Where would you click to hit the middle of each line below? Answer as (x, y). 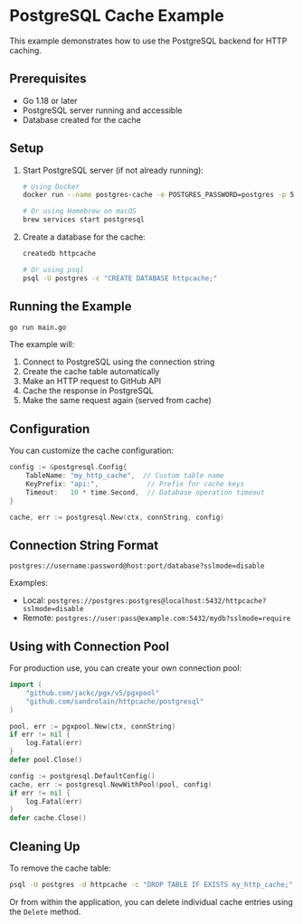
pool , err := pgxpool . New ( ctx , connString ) (93, 726)
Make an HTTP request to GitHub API (92, 382)
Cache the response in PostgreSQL (88, 391)
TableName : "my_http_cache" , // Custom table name (125, 476)
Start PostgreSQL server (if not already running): (113, 170)
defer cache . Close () (48, 818)
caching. (26, 50)
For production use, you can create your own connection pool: (126, 668)
